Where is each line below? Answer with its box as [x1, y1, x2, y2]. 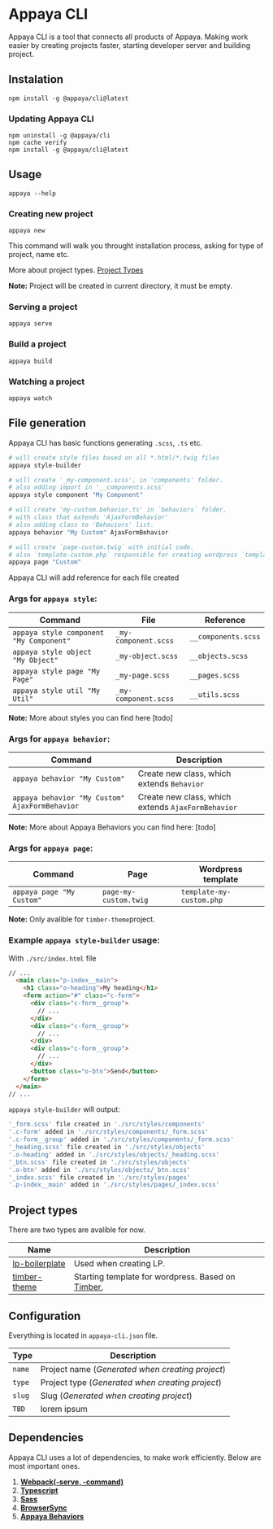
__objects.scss [189, 651, 249, 660]
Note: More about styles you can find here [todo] [8, 712, 173, 722]
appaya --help [8, 189, 57, 198]
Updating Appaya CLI [8, 113, 95, 124]
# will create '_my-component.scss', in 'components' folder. [8, 476, 223, 484]
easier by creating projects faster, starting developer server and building [8, 40, 251, 50]
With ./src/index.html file [8, 953, 97, 963]
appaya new [8, 227, 45, 235]
